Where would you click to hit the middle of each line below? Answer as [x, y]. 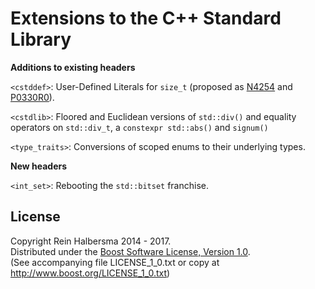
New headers [39, 166]
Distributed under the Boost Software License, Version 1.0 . [130, 251]
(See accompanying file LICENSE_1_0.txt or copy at [115, 262]
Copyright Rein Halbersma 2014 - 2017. [91, 241]
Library [41, 39]
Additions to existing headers [73, 67]
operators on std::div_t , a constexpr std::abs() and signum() [139, 127]
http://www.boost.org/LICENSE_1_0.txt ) [90, 273]
